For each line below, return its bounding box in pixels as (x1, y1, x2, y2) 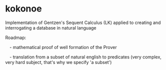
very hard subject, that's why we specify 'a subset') (5, 59, 112, 65)
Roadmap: (5, 34, 26, 40)
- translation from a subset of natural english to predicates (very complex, (9, 53, 161, 60)
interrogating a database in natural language (5, 24, 96, 30)
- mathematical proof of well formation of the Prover (9, 44, 117, 50)
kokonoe (5, 3, 42, 14)
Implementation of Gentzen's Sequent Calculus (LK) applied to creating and (5, 19, 161, 25)
